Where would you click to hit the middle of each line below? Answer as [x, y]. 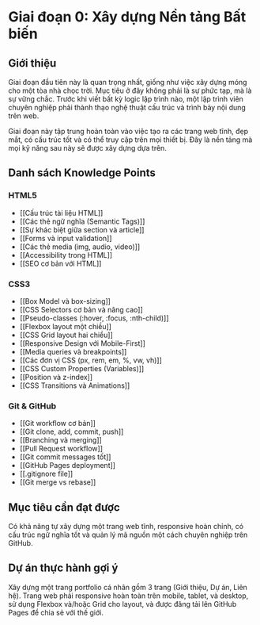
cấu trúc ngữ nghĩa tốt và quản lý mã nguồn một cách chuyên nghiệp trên [128, 535]
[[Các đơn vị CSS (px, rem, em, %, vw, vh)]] [90, 360]
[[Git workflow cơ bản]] [58, 424]
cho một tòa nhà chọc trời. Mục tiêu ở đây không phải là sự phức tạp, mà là [130, 90]
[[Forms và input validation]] [66, 238]
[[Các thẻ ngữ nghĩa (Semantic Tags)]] [82, 221]
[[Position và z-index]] [56, 377]
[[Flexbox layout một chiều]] [66, 326]
